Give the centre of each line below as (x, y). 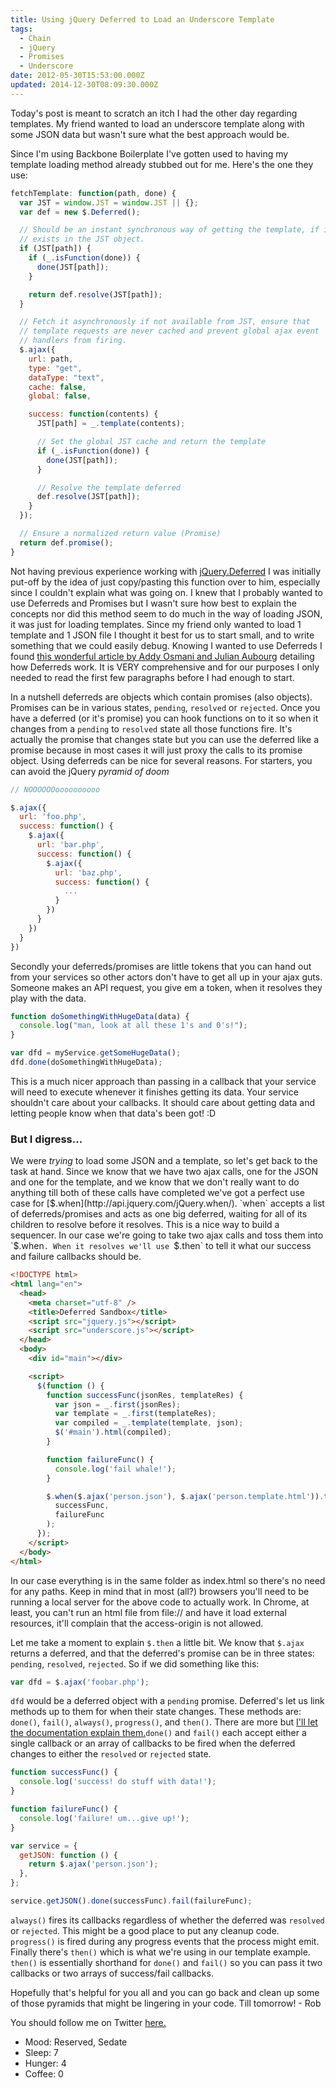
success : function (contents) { (93, 414)
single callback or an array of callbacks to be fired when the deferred (153, 1743)
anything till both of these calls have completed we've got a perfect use (158, 1193)
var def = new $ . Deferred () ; (80, 212)
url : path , (51, 359)
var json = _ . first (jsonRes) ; (118, 1404)
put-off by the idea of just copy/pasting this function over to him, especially (165, 582)
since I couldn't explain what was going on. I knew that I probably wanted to (166, 592)
